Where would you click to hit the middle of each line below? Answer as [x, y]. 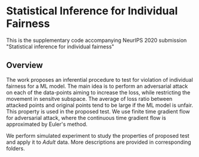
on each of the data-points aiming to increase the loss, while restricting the [98, 92]
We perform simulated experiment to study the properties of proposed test [98, 136]
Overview [25, 65]
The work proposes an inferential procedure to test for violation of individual [100, 79]
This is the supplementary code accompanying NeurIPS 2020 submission [97, 40]
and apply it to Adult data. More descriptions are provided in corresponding [99, 142]
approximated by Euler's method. [47, 124]
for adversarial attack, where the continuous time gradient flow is [86, 118]
